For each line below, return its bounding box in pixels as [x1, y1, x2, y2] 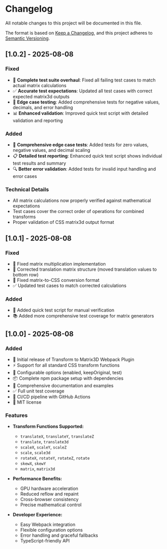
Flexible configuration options [20, 527, 83, 533]
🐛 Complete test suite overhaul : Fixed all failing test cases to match [12, 77, 156, 83]
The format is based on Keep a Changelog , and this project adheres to [5, 30, 153, 36]
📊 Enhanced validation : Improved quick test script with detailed [12, 110, 149, 116]
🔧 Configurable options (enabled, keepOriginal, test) [12, 369, 122, 375]
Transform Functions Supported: [12, 424, 84, 430]
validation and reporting [12, 117, 63, 123]
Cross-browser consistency [20, 496, 79, 503]
